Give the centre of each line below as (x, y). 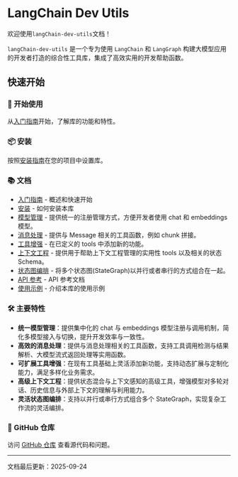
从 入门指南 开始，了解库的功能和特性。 (63, 121)
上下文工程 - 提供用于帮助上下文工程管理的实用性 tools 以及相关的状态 (119, 253)
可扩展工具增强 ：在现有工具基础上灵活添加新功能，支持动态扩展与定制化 (123, 363)
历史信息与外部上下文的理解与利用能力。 (89, 390)
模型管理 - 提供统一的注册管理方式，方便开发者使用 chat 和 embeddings (123, 218)
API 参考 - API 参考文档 (51, 279)
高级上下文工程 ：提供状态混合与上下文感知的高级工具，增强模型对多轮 (120, 381)
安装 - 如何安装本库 (46, 208)
